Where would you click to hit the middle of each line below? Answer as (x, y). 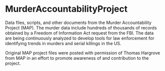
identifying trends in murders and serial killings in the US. (63, 43)
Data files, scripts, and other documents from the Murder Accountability (78, 23)
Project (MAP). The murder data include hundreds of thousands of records (81, 27)
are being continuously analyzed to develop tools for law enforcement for (80, 38)
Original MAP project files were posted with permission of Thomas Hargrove (83, 53)
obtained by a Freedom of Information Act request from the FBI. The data (80, 33)
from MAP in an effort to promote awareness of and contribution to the (77, 58)
